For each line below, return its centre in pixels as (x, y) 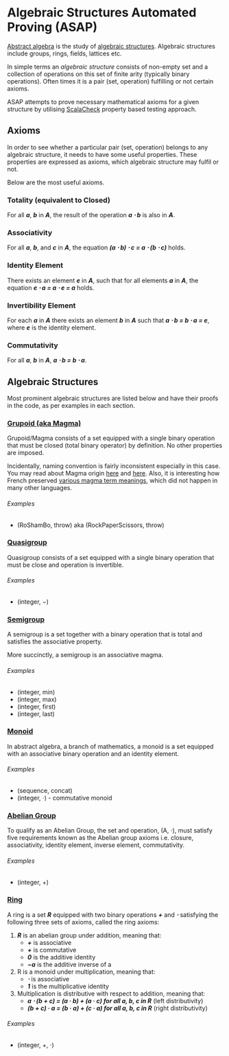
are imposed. (26, 453)
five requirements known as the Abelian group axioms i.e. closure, (100, 838)
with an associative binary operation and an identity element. (93, 753)
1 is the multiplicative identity (68, 986)
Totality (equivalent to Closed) (59, 200)
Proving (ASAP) (52, 27)
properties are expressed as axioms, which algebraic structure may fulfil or (113, 162)
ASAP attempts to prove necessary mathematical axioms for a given (103, 101)
